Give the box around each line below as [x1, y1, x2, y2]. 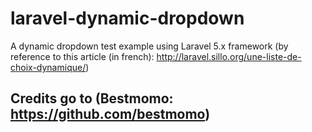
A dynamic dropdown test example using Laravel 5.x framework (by [10, 40, 289, 52]
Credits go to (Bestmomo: [10, 90, 174, 107]
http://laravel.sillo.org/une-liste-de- [156, 50, 302, 62]
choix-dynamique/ [10, 61, 87, 73]
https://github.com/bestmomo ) [10, 106, 211, 123]
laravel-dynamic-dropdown [10, 7, 245, 30]
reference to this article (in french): [10, 50, 155, 62]
